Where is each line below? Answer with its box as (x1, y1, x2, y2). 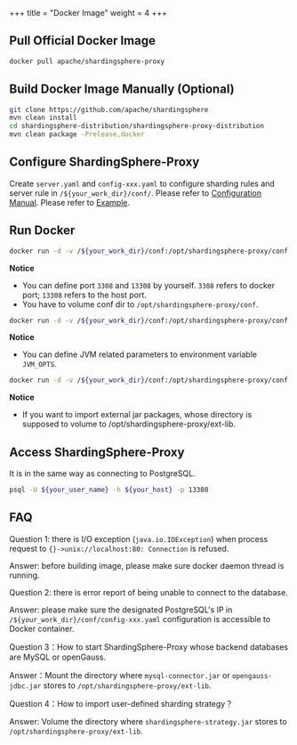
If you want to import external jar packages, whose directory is (21, 409, 253, 420)
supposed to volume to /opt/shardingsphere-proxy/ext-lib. (21, 418, 237, 430)
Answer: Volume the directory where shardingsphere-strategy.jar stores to (9, 716, 287, 726)
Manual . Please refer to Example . (9, 197, 131, 207)
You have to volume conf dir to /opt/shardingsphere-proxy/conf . (21, 298, 259, 310)
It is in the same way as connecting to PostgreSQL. (9, 468, 196, 479)
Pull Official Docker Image (9, 33, 157, 48)
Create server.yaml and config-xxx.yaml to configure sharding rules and (9, 178, 276, 189)
